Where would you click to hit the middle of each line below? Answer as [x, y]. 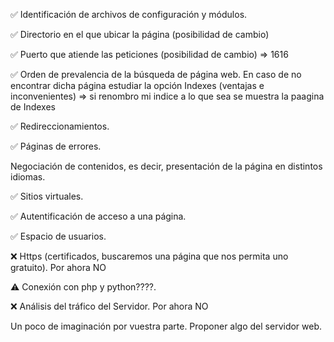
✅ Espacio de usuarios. [58, 236]
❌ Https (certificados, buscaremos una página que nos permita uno [149, 256]
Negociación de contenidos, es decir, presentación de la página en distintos [166, 166]
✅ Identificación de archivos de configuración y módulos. [129, 14]
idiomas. [28, 177]
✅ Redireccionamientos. [60, 126]
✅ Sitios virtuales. [47, 196]
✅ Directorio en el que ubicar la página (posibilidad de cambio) [140, 34]
